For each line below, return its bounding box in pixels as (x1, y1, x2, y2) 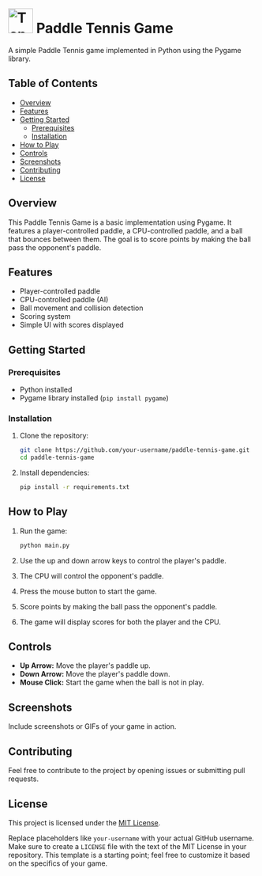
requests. (8, 774, 39, 783)
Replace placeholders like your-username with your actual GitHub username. (8, 833, 255, 843)
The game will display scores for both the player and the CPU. (19, 617, 222, 627)
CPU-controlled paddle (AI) (19, 295, 109, 305)
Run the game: (19, 526, 68, 536)
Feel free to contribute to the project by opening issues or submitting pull (8, 766, 245, 776)
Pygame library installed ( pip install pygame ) (19, 393, 170, 403)
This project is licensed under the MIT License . (8, 817, 161, 827)
